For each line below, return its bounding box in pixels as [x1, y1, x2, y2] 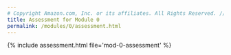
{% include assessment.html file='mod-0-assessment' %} [7, 41, 172, 50]
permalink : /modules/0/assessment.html [7, 22, 122, 29]
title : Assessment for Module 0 [7, 16, 100, 23]
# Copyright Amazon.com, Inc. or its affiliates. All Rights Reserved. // [7, 10, 226, 17]
